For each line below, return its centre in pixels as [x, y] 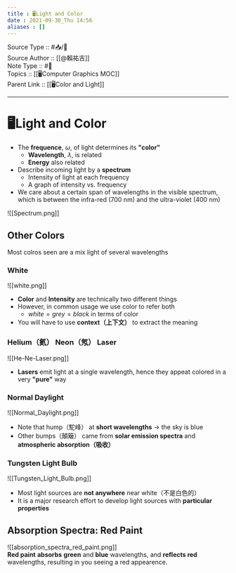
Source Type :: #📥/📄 [38, 47]
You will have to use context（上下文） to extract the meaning [107, 323]
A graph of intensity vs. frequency [77, 185]
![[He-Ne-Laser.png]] [38, 358]
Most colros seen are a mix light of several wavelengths [88, 252]
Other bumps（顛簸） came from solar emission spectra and [106, 436]
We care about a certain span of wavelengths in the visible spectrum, [118, 192]
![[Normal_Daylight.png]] [43, 413]
